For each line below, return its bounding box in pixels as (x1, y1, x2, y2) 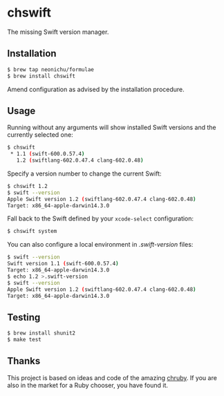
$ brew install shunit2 (7, 330, 76, 337)
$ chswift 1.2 (7, 182, 48, 189)
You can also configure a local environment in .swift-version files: (7, 241, 194, 249)
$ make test (7, 337, 41, 343)
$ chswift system (7, 228, 57, 235)
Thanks (7, 355, 41, 367)
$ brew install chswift (7, 73, 76, 79)
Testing (7, 311, 41, 323)
